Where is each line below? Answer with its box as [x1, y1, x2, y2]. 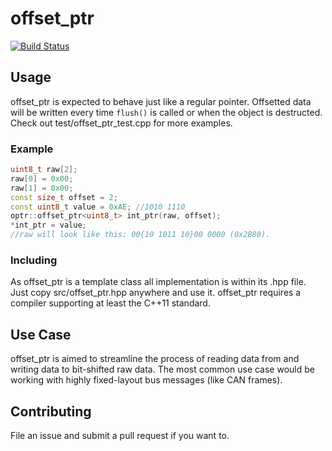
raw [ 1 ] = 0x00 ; [10, 183, 74, 193]
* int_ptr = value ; [10, 220, 87, 231]
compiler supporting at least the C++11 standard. [10, 297, 211, 309]
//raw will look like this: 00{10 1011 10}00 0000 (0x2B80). [10, 230, 271, 240]
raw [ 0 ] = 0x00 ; [10, 173, 74, 184]
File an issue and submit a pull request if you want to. [10, 429, 230, 441]
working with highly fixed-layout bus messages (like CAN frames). [10, 374, 283, 386]
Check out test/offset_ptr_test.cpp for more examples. [10, 117, 233, 129]
